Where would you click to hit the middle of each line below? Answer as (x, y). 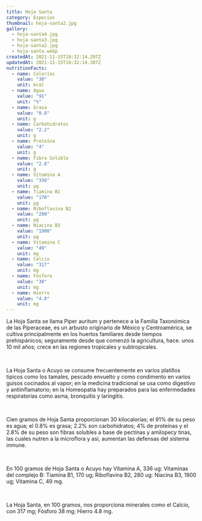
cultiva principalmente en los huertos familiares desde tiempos (84, 334)
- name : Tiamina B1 (36, 192)
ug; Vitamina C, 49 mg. (35, 482)
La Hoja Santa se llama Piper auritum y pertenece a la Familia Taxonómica (98, 322)
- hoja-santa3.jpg (35, 40)
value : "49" (32, 248)
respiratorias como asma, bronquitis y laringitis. (65, 396)
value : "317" (33, 265)
